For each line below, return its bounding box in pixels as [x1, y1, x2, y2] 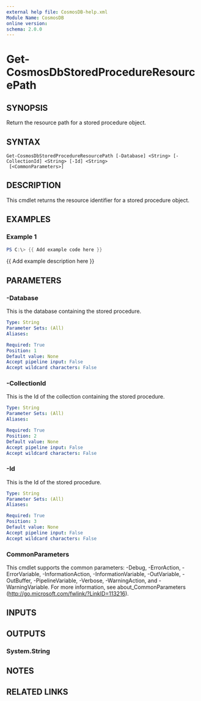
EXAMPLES [6, 214, 51, 225]
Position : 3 [6, 519, 37, 525]
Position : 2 [6, 433, 37, 439]
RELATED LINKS [6, 686, 68, 697]
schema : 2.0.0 [6, 26, 43, 32]
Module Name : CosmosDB [6, 15, 64, 21]
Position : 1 [6, 347, 37, 354]
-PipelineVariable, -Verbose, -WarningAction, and [33, 577, 158, 585]
